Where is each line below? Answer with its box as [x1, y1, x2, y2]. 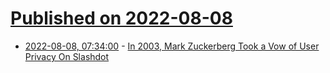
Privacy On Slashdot [24, 50, 110, 62]
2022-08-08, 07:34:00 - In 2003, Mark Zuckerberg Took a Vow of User [24, 40, 320, 52]
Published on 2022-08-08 [10, 7, 233, 30]
